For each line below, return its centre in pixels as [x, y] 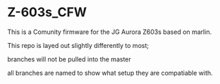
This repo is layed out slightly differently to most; [78, 45]
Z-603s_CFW [47, 12]
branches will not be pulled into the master [69, 59]
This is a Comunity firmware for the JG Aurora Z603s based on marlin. [110, 32]
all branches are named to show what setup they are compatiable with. [110, 73]
